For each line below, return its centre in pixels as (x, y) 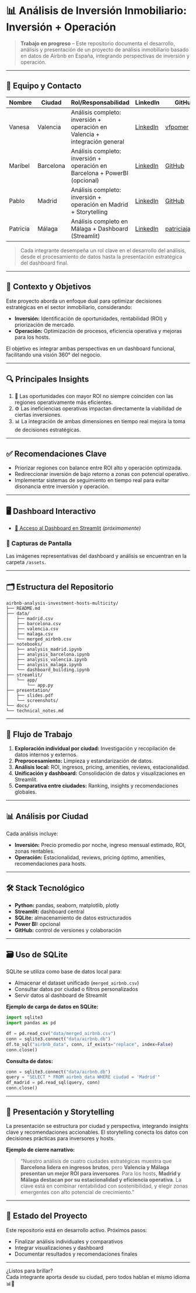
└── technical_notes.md (35, 711)
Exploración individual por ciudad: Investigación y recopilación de (95, 748)
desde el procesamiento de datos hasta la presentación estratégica (101, 256)
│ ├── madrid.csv (30, 619)
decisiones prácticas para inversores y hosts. (61, 1138)
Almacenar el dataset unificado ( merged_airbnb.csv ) (77, 983)
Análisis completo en (99, 221)
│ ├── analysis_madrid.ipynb (44, 650)
